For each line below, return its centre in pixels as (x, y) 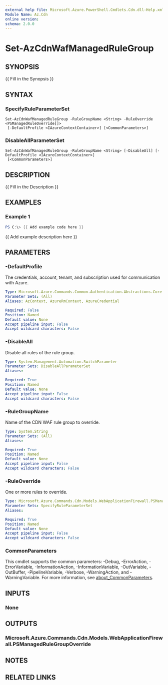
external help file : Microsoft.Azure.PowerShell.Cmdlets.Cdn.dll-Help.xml (85, 10)
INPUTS (17, 593)
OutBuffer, (16, 572)
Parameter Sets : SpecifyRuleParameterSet (49, 506)
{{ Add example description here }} (41, 237)
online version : (22, 19)
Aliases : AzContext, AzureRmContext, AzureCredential (62, 301)
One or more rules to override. (36, 492)
